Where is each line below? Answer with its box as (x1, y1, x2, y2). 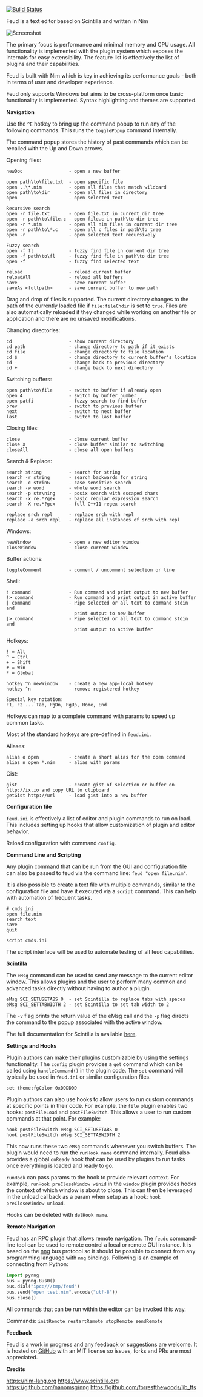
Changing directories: (6, 327, 61, 333)
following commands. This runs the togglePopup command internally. (6, 127, 178, 133)
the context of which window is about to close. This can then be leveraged (6, 1187, 193, 1194)
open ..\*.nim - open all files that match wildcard (6, 184, 167, 190)
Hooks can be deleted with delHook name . (6, 1211, 109, 1218)
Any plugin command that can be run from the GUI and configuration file (6, 863, 187, 870)
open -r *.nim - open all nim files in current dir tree (6, 221, 178, 227)
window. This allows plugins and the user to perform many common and (6, 978, 187, 985)
